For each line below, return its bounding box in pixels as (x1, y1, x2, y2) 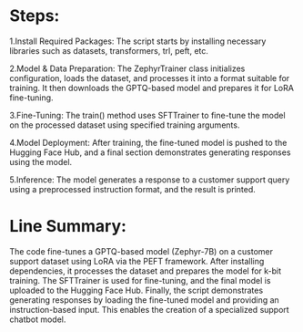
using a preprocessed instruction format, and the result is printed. (9, 183, 257, 194)
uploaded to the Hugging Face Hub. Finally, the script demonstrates (9, 285, 264, 296)
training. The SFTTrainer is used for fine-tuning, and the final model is (9, 275, 271, 285)
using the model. (9, 156, 73, 167)
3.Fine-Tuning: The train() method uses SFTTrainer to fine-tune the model (9, 109, 286, 120)
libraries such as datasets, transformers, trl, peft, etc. (9, 45, 209, 56)
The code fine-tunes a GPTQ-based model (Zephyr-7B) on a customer (9, 245, 274, 256)
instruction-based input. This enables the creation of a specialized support (9, 304, 289, 315)
